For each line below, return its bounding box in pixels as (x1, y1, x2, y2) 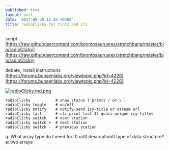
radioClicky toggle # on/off (5, 103, 74, 108)
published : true (5, 7, 40, 13)
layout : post (5, 12, 33, 17)
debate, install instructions (5, 67, 61, 73)
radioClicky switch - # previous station (5, 124, 97, 130)
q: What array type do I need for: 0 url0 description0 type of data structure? (5, 134, 164, 140)
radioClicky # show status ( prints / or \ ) (5, 98, 126, 103)
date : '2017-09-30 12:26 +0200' (5, 17, 74, 22)
